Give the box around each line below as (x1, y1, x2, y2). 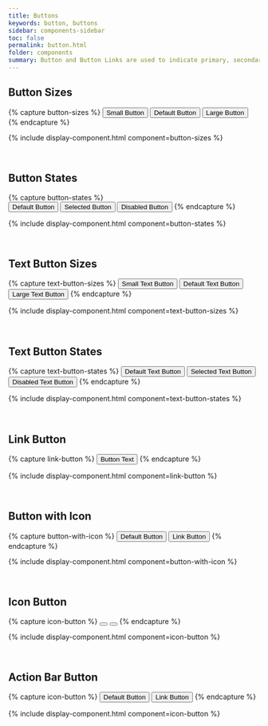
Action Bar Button (8, 670, 98, 684)
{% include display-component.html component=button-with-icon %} (8, 556, 238, 566)
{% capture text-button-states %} (8, 366, 120, 376)
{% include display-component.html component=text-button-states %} (8, 394, 242, 404)
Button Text (100, 455, 134, 464)
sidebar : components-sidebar (8, 26, 105, 34)
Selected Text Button (190, 368, 252, 376)
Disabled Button (120, 203, 169, 211)
